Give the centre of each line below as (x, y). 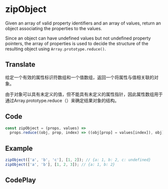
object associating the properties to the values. (54, 28)
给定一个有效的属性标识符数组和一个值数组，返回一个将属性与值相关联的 (79, 77)
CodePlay (20, 180)
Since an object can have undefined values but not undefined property (78, 38)
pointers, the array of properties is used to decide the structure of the (77, 43)
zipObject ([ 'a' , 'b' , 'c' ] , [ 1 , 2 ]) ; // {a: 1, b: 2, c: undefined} (78, 160)
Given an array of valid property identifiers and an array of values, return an (83, 23)
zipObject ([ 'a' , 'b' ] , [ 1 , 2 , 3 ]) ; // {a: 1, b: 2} (60, 164)
